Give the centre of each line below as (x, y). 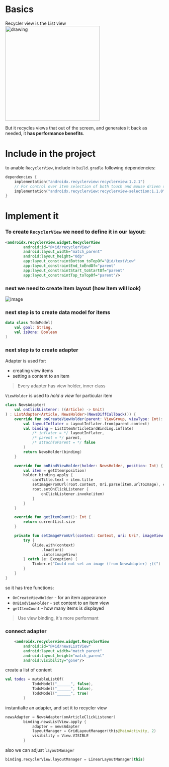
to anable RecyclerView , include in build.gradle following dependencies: (80, 167)
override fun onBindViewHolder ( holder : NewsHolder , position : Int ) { (89, 466)
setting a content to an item (41, 376)
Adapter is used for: (26, 361)
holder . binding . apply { (48, 475)
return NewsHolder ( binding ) (53, 452)
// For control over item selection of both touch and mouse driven (88, 186)
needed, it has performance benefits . (45, 133)
